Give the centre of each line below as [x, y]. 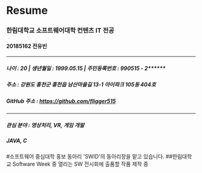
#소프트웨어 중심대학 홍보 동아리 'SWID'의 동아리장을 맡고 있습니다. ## [90, 157]
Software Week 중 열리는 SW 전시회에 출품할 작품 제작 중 [80, 164]
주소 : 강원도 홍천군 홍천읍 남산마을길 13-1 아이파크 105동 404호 [81, 84]
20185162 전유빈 [27, 46]
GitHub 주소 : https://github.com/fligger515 [61, 101]
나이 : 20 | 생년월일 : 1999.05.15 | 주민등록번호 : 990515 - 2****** [86, 68]
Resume [27, 11]
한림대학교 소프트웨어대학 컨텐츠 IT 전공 [60, 31]
